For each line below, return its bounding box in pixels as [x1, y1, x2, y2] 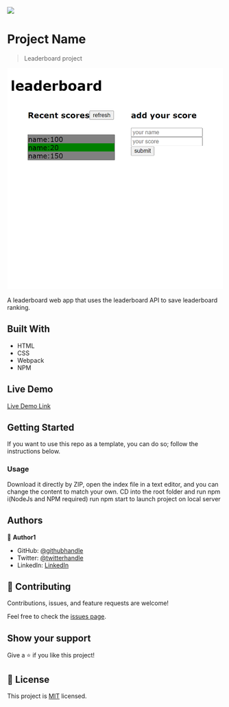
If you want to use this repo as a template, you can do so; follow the [7, 440, 199, 448]
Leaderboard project [23, 54, 82, 62]
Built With [7, 324, 50, 335]
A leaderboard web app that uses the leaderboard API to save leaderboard [7, 296, 218, 304]
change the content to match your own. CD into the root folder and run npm [7, 487, 221, 496]
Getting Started [7, 421, 75, 433]
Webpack [16, 356, 45, 364]
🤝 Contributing [7, 580, 71, 592]
